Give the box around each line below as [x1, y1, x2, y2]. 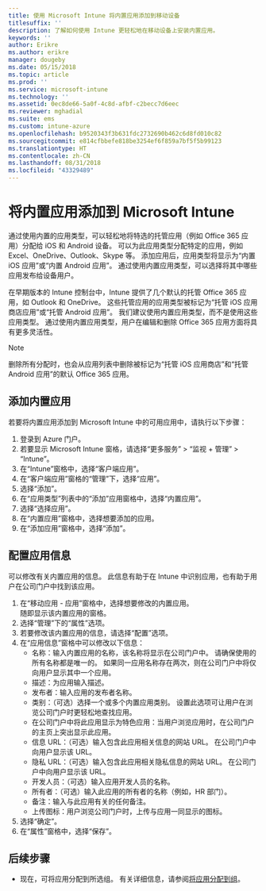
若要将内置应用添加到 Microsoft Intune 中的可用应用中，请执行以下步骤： [8, 417, 247, 427]
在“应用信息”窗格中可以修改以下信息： [19, 638, 145, 647]
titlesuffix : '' [8, 19, 62, 27]
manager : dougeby [8, 56, 66, 64]
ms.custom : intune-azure [8, 122, 91, 130]
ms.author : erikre [8, 48, 69, 56]
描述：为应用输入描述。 [31, 678, 109, 687]
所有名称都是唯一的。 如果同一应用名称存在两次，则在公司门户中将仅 [31, 658, 256, 667]
